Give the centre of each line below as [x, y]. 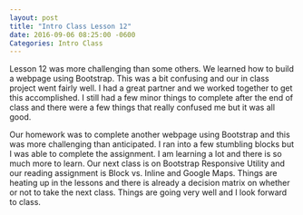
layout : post [34, 18]
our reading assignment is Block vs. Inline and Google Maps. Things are [143, 173]
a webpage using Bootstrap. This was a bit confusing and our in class [139, 79]
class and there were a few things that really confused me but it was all [142, 107]
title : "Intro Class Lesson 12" [70, 26]
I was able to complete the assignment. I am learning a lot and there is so [146, 154]
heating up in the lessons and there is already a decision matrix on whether [150, 183]
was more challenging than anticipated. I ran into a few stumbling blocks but [152, 144]
